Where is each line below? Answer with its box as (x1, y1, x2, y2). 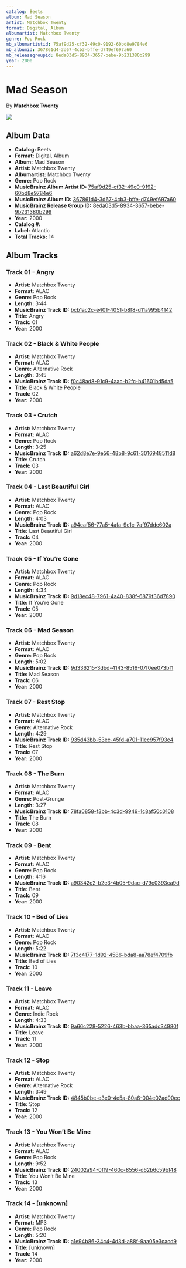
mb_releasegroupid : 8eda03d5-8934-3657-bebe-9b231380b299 (6, 52, 150, 58)
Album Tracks (6, 250, 58, 260)
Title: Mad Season (14, 670, 60, 678)
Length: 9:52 (14, 1160, 47, 1167)
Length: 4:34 (14, 586, 47, 593)
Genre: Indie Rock (14, 1010, 58, 1017)
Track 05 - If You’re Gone (6, 554, 79, 562)
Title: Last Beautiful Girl (14, 527, 72, 534)
